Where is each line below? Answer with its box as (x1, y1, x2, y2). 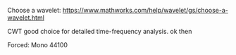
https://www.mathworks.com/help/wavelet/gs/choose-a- (62, 6, 229, 14)
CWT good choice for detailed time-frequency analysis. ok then (7, 28, 192, 35)
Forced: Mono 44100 (7, 41, 68, 49)
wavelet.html (7, 13, 44, 22)
